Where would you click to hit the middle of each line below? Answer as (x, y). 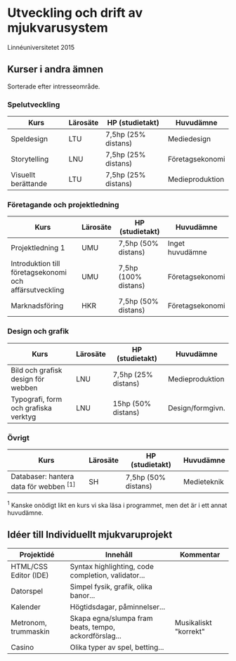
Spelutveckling (34, 105)
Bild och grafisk (37, 370)
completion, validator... (107, 575)
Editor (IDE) (30, 575)
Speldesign (29, 139)
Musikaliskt (193, 622)
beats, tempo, (93, 627)
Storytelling (30, 159)
